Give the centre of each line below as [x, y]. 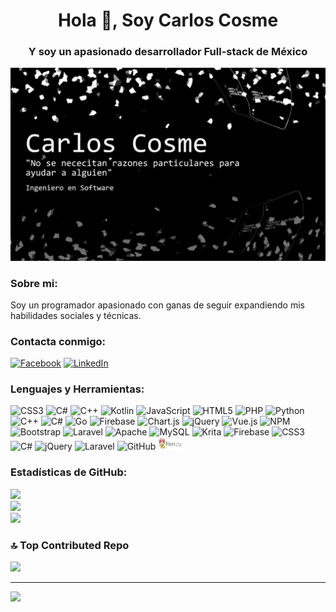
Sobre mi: [34, 283]
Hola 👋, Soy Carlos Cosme [168, 20]
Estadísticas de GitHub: [69, 472]
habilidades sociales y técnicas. [76, 315]
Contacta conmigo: [58, 341]
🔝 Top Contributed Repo [70, 545]
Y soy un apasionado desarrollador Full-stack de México [168, 52]
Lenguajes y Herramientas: [77, 389]
